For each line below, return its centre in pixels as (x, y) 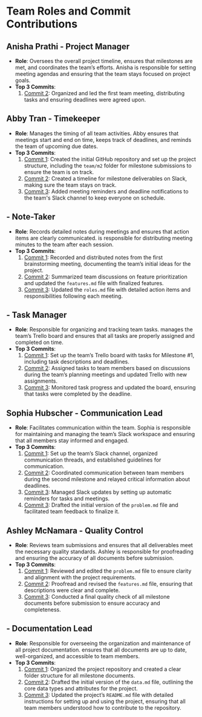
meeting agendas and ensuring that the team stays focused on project (103, 74)
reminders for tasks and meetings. (67, 499)
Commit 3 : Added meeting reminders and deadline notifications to (106, 191)
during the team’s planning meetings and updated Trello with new (106, 375)
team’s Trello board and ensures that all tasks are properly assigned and (105, 336)
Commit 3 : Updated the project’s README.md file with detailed (99, 695)
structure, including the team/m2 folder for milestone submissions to (108, 166)
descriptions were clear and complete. (72, 590)
